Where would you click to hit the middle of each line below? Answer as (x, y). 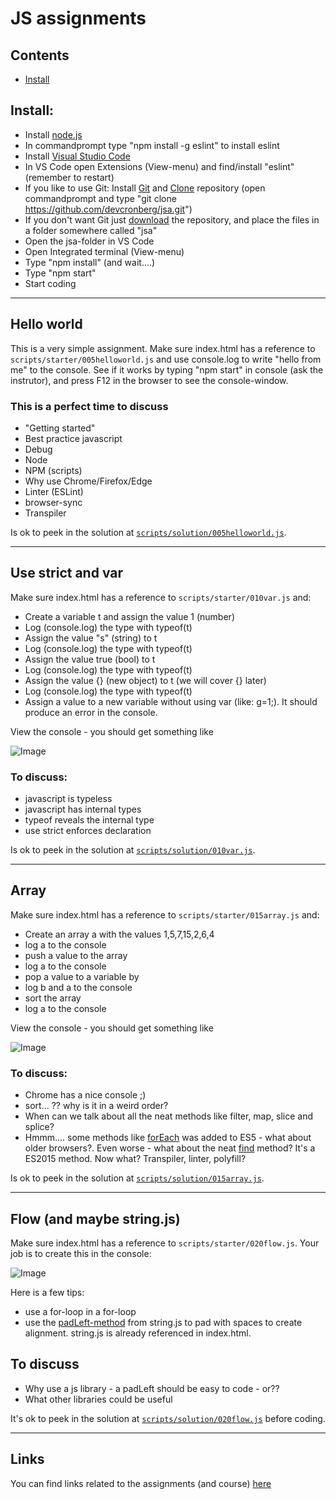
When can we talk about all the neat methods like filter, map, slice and (168, 1116)
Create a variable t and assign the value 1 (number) (129, 616)
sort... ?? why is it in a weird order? (96, 1106)
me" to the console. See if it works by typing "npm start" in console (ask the (167, 369)
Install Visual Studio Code (77, 156)
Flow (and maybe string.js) (95, 1218)
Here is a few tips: (47, 1292)
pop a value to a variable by (82, 976)
